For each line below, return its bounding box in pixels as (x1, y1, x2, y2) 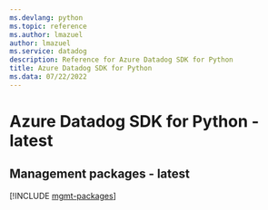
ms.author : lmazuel (9, 30, 84, 39)
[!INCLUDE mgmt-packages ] (9, 190, 116, 201)
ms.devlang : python (9, 13, 84, 23)
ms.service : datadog (9, 47, 88, 56)
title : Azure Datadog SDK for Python (9, 64, 153, 73)
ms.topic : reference (9, 22, 88, 31)
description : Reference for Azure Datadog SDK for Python (9, 55, 233, 64)
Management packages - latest (9, 167, 191, 182)
